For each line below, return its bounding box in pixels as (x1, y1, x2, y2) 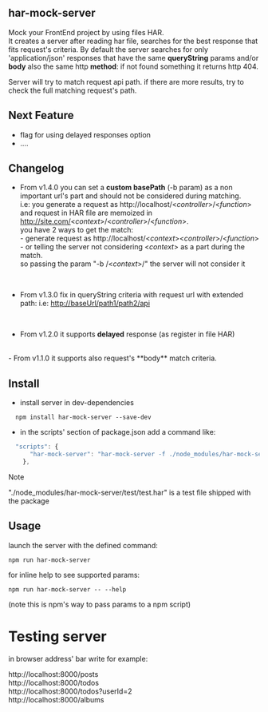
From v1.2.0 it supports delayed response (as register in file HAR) (19, 329, 235, 339)
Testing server (8, 627, 108, 646)
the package (8, 495, 49, 506)
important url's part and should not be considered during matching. (19, 191, 242, 201)
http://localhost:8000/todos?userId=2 (8, 686, 132, 696)
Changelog (8, 161, 65, 175)
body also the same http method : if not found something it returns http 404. (8, 62, 259, 71)
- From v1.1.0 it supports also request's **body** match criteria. (8, 353, 217, 363)
